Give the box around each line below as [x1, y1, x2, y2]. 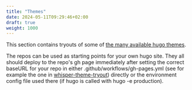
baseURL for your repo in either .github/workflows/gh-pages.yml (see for [6, 65, 184, 72]
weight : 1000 [6, 25, 38, 31]
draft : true [6, 19, 35, 25]
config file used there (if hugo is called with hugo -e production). [6, 78, 164, 85]
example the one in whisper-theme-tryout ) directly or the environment [6, 71, 177, 78]
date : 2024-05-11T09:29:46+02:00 [6, 14, 89, 20]
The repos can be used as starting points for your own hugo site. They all [6, 52, 185, 59]
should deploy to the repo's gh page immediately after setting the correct [6, 59, 184, 66]
